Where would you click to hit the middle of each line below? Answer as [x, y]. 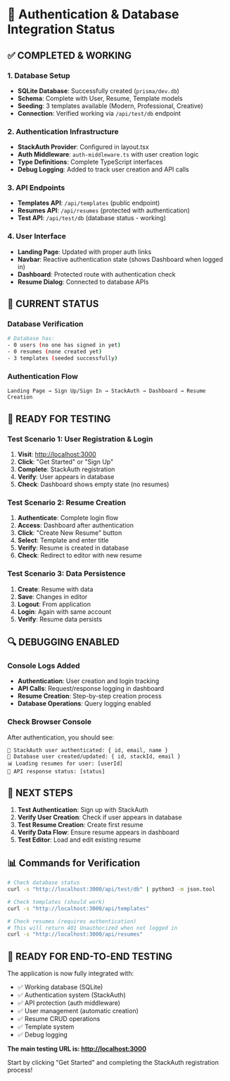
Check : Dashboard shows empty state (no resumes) [93, 484]
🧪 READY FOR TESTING [59, 419]
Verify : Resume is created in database [73, 548]
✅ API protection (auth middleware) [69, 1003]
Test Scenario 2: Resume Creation [67, 502]
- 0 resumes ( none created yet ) [55, 352]
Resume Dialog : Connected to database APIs [83, 282]
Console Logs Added [44, 665]
